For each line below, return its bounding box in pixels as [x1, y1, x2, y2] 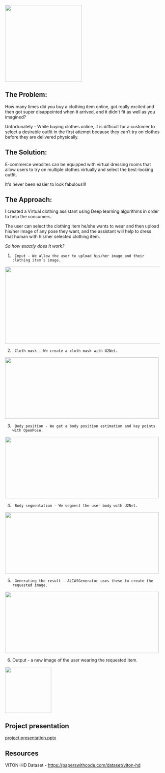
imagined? [5, 114, 26, 120]
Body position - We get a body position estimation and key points [14, 424, 156, 429]
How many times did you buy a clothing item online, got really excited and [5, 103, 155, 110]
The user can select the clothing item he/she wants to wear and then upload [5, 223, 160, 229]
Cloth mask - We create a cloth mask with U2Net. [14, 348, 118, 353]
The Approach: [5, 196, 53, 204]
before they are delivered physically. [5, 134, 79, 140]
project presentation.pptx [5, 735, 56, 741]
